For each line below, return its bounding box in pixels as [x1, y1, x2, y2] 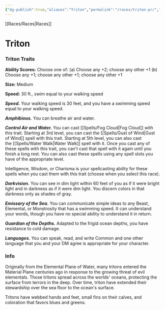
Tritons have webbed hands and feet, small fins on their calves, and [5, 294, 142, 300]
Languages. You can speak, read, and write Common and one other [5, 235, 143, 241]
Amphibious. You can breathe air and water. [5, 115, 95, 121]
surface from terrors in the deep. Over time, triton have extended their [5, 279, 147, 285]
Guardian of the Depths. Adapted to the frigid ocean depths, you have [5, 220, 148, 226]
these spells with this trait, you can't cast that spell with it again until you [5, 146, 152, 152]
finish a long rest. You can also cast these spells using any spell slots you [5, 151, 153, 157]
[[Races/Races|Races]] [5, 21, 52, 27]
